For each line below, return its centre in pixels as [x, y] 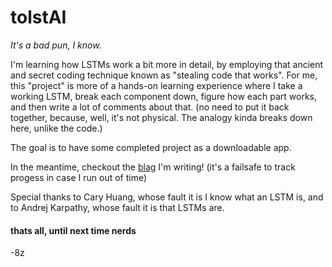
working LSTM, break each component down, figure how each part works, [163, 96]
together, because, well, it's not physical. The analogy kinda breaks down [161, 117]
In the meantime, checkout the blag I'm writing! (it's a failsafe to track [153, 167]
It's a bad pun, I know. [56, 45]
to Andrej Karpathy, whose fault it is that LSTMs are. [117, 207]
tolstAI [38, 17]
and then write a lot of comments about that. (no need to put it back [150, 107]
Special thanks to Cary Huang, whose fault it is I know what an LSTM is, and [167, 197]
